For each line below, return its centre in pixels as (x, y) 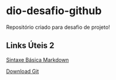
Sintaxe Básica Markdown (38, 59)
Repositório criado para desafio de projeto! (58, 27)
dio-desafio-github (54, 11)
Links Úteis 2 (30, 46)
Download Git (23, 71)
